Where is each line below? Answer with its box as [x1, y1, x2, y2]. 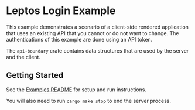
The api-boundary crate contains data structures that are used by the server [6, 47, 189, 54]
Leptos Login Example [6, 4, 116, 18]
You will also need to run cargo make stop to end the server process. [6, 97, 172, 104]
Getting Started [6, 70, 64, 80]
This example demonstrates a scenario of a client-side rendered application [6, 23, 189, 30]
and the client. [6, 53, 41, 60]
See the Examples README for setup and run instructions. [6, 86, 146, 93]
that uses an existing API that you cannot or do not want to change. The [6, 29, 179, 36]
